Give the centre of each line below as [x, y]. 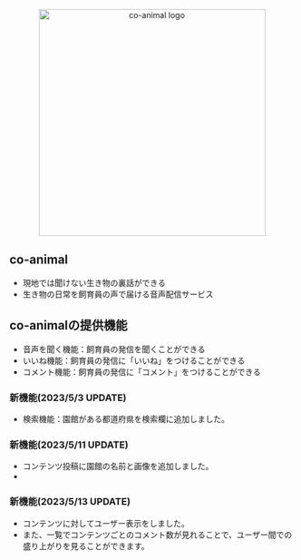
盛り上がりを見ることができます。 [86, 545]
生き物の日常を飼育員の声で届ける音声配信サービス [118, 294]
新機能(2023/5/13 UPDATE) [70, 502]
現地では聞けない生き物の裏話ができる [94, 282]
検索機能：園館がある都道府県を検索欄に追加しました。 [126, 418]
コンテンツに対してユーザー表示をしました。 [106, 523]
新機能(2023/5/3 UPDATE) [68, 398]
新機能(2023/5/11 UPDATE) [69, 445]
